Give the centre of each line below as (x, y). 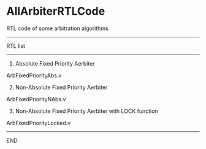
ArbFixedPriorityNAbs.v (36, 99)
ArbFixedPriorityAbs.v (34, 75)
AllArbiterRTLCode (56, 11)
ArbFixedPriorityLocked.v (39, 123)
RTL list (16, 46)
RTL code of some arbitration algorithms (57, 28)
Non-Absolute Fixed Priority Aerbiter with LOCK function (86, 111)
